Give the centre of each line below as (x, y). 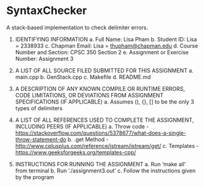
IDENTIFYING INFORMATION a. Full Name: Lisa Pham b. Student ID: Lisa (106, 39)
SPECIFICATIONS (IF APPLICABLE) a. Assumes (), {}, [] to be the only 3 (104, 102)
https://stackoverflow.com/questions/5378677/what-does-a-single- (100, 133)
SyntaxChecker (47, 11)
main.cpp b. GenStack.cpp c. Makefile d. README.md (83, 77)
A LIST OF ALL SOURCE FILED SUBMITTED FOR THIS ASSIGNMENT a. (104, 70)
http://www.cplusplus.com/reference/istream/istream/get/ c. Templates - (107, 146)
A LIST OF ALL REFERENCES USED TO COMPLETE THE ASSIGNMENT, (104, 120)
